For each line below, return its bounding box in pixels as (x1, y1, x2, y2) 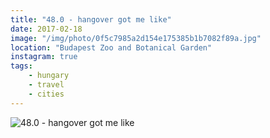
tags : (10, 61, 33, 71)
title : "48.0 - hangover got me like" (10, 14, 172, 25)
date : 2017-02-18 (10, 24, 83, 34)
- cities (28, 89, 65, 99)
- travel (28, 80, 65, 90)
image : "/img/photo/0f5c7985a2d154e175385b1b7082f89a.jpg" (10, 33, 262, 43)
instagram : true (10, 52, 78, 62)
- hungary (28, 71, 70, 81)
